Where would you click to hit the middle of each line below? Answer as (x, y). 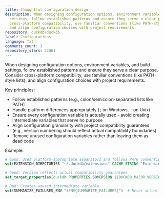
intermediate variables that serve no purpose (57, 120)
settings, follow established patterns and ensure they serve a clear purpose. (82, 70)
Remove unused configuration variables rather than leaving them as (80, 136)
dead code (23, 141)
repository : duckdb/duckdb (32, 32)
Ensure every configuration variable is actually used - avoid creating (81, 115)
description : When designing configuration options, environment (73, 14)
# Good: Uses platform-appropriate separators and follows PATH (72, 159)
